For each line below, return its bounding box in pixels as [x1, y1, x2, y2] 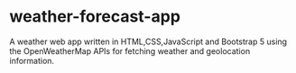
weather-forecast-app [9, 6, 180, 27]
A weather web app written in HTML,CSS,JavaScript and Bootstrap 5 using [9, 36, 287, 47]
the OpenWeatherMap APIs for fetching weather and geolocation [9, 45, 251, 56]
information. [9, 55, 55, 66]
